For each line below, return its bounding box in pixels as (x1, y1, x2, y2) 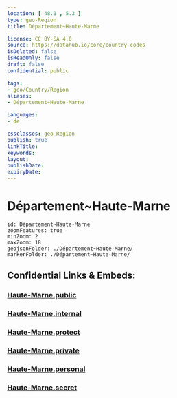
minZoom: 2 (7, 233, 38, 240)
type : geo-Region (7, 17, 57, 23)
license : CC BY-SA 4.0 (7, 35, 72, 42)
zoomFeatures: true (7, 227, 63, 234)
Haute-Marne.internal (7, 309, 82, 319)
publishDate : (7, 163, 45, 169)
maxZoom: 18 (7, 239, 41, 246)
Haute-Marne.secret (7, 383, 78, 392)
